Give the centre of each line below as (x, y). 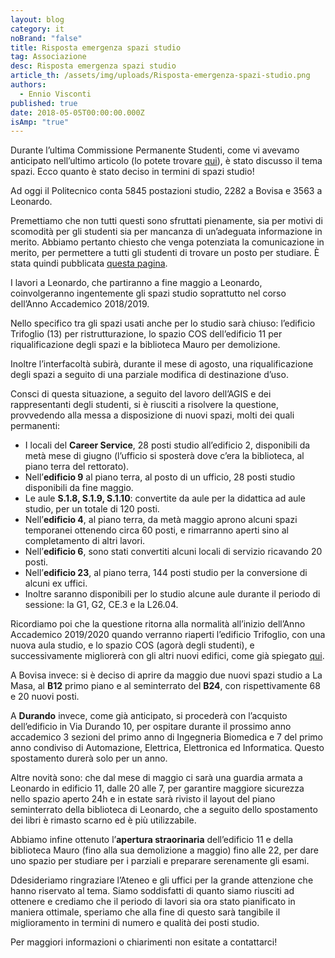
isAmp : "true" (40, 122)
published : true (44, 103)
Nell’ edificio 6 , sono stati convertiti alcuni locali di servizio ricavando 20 (173, 552)
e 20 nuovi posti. (45, 697)
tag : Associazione (48, 57)
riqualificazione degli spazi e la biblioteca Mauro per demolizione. (145, 345)
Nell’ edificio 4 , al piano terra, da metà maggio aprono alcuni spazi (161, 520)
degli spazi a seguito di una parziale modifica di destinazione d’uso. (149, 375)
